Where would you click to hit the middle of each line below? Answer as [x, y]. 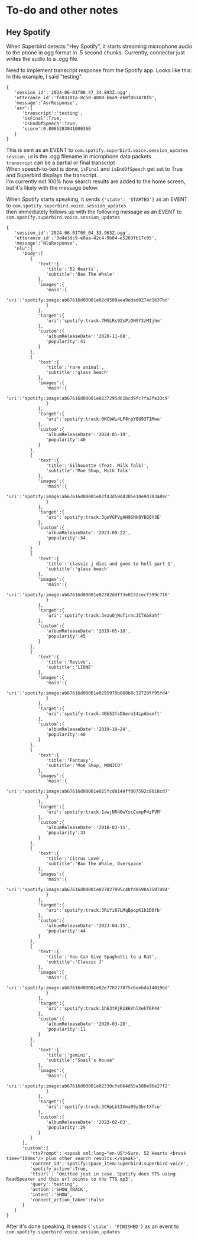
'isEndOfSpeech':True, [50, 124]
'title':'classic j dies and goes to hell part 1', [111, 564]
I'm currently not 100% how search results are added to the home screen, [96, 181]
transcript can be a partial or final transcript [61, 163]
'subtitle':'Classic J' [75, 962]
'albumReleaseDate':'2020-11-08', [88, 336]
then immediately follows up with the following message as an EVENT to [94, 212]
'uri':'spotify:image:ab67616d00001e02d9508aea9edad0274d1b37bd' [88, 300]
